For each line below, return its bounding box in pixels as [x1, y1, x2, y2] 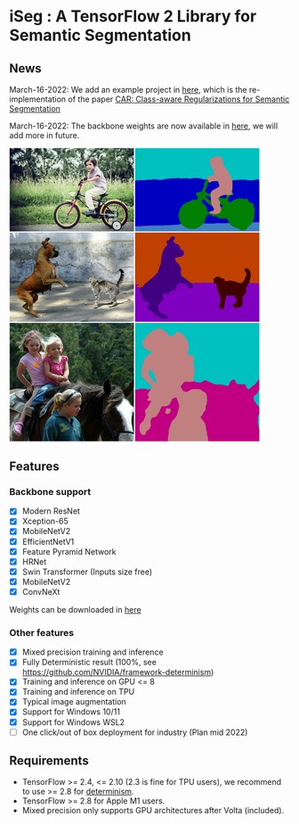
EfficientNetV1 [21, 536, 75, 547]
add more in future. [9, 130, 80, 140]
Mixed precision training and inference [21, 647, 164, 657]
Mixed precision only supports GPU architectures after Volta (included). [21, 805, 285, 816]
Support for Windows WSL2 [21, 716, 125, 728]
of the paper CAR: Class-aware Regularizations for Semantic [68, 94, 290, 104]
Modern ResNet [21, 506, 80, 516]
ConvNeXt [21, 586, 61, 597]
